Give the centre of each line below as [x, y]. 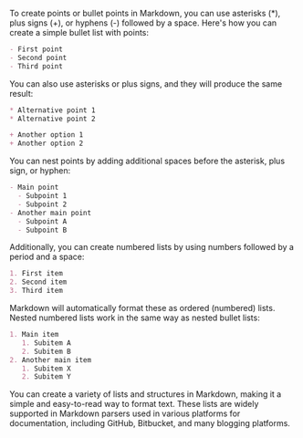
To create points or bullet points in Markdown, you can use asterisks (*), [145, 13]
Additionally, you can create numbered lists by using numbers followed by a [152, 247]
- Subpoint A [42, 221]
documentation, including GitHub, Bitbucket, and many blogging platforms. [150, 423]
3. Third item [37, 291]
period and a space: [47, 257]
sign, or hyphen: [40, 171]
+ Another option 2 [47, 144]
